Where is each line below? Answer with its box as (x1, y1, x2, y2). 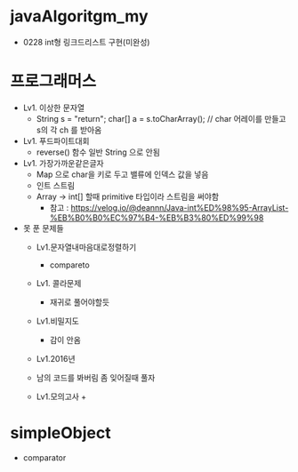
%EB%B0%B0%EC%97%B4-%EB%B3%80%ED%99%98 (49, 212, 264, 223)
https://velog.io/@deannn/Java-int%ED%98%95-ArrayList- (70, 202, 289, 212)
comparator (22, 452, 67, 463)
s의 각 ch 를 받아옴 (36, 124, 102, 135)
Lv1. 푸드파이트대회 (22, 135, 90, 146)
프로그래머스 (10, 71, 97, 92)
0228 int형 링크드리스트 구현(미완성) (22, 36, 150, 47)
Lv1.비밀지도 (36, 316, 79, 326)
